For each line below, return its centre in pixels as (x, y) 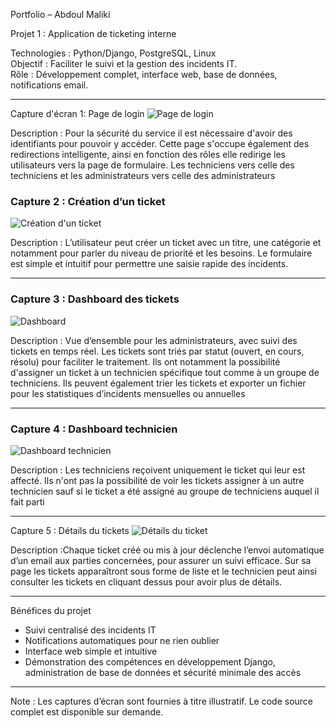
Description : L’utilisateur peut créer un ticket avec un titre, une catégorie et (166, 243)
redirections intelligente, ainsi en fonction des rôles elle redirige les (148, 154)
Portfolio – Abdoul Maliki (60, 14)
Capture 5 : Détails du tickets (70, 530)
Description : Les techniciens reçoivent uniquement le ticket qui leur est (158, 470)
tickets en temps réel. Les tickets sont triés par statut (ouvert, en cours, (157, 351)
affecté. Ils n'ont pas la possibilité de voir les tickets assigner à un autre (157, 480)
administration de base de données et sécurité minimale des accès (163, 672)
